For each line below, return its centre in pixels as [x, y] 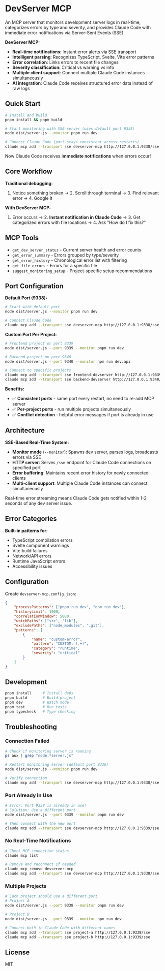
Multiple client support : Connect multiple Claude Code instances [79, 72]
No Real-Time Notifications [38, 841]
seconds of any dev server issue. [39, 503]
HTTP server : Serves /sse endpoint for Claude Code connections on [82, 462]
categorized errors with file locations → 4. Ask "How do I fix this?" [79, 222]
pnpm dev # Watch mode [37, 703]
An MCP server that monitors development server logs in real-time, [73, 22]
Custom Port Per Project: [31, 334]
